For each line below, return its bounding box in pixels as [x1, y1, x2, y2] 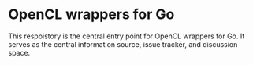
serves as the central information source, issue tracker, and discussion [8, 39, 238, 49]
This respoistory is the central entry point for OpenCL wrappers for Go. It [8, 31, 245, 41]
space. [8, 48, 31, 57]
